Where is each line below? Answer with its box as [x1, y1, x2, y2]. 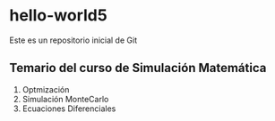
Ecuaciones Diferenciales [21, 103, 116, 114]
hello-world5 [9, 5, 107, 26]
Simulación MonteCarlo [21, 93, 109, 104]
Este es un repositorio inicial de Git [9, 35, 137, 45]
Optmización [21, 84, 70, 94]
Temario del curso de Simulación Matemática [9, 60, 267, 76]
